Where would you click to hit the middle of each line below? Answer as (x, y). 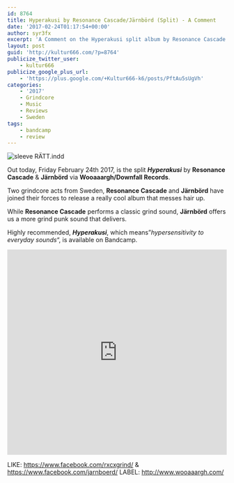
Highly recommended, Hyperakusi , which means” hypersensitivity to (106, 232)
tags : (15, 124)
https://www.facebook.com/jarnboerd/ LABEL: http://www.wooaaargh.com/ (116, 472)
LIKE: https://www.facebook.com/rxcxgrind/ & (73, 465)
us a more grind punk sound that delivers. (67, 219)
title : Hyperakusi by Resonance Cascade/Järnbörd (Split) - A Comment (112, 20)
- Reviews (34, 111)
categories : (24, 85)
